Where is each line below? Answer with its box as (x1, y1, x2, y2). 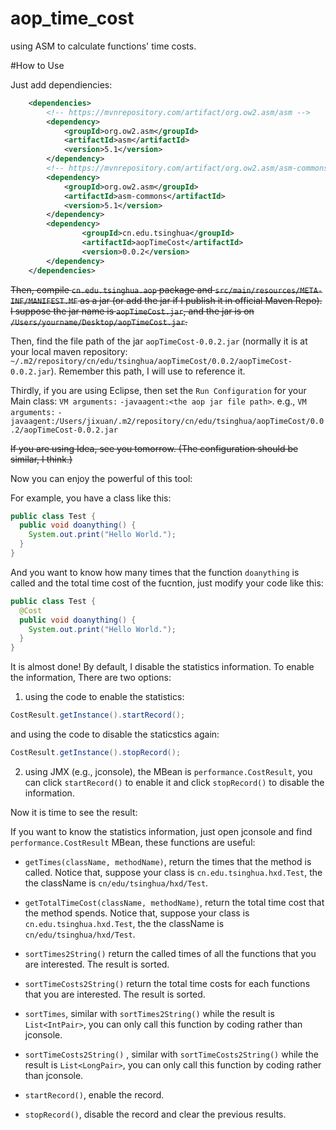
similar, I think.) (10, 453, 73, 465)
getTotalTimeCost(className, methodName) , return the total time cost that (24, 896, 325, 908)
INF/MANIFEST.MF (10, 296, 78, 306)
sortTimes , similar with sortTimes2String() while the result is (24, 1007, 275, 1019)
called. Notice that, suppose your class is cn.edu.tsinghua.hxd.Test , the (24, 866, 323, 878)
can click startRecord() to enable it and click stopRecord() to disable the (24, 776, 325, 788)
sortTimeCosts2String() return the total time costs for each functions (24, 977, 311, 989)
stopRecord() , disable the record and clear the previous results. (24, 1108, 287, 1120)
